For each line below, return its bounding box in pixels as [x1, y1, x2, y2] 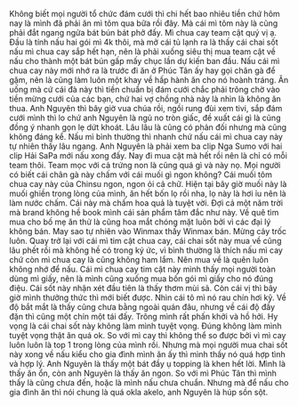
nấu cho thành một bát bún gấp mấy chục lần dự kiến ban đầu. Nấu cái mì [9, 56, 280, 66]
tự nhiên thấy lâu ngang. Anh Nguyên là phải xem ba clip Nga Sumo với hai [9, 141, 283, 151]
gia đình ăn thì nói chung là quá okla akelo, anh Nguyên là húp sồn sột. [9, 387, 269, 397]
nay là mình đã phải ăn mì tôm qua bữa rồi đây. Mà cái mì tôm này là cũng [9, 18, 278, 28]
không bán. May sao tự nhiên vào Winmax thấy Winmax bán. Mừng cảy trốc [9, 226, 287, 236]
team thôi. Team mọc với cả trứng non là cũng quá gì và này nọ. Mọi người [9, 160, 281, 170]
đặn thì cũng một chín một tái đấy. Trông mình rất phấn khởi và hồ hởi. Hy [9, 312, 278, 321]
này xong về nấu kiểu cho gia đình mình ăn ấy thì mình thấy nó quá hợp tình [9, 349, 286, 360]
